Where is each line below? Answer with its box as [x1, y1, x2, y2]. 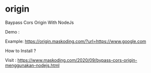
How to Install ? [5, 48, 36, 54]
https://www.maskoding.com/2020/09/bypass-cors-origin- [17, 57, 137, 63]
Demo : [5, 29, 20, 35]
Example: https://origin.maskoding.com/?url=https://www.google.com [5, 38, 146, 44]
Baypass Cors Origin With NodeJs [5, 19, 74, 25]
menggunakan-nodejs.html [5, 62, 60, 68]
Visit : [5, 57, 17, 63]
